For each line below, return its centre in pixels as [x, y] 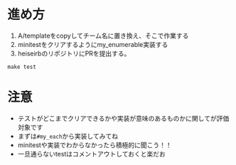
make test [22, 67]
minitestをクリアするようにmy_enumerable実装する [93, 44]
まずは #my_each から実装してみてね [68, 136]
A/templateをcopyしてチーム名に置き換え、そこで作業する [103, 36]
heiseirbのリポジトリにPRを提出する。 [74, 53]
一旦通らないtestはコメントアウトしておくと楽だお [91, 154]
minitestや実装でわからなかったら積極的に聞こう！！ [95, 145]
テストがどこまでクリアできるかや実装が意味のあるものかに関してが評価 [123, 118]
